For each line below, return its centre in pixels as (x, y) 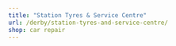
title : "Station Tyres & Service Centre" (78, 15)
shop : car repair (37, 30)
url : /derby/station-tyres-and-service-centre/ (88, 23)
